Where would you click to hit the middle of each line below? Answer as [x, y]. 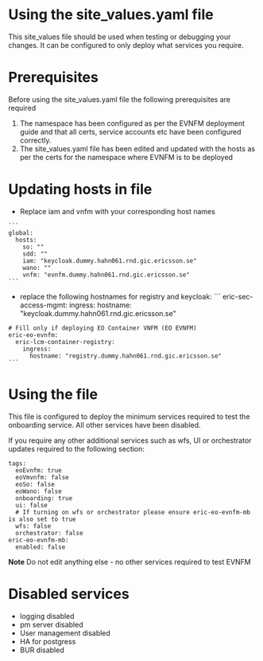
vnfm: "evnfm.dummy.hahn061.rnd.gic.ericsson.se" [106, 275]
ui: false [31, 505]
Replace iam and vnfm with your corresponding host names [118, 211]
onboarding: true [44, 498]
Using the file [53, 394]
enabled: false [41, 547]
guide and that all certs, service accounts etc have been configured [130, 131]
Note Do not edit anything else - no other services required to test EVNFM [130, 561]
